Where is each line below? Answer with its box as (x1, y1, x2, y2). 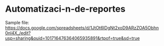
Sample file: (5, 20, 30, 25)
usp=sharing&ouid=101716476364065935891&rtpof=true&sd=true (5, 35, 140, 41)
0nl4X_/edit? (5, 30, 31, 36)
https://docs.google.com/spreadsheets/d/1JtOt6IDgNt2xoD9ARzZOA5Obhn (5, 24, 159, 30)
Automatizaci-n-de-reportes (5, 3, 126, 15)
